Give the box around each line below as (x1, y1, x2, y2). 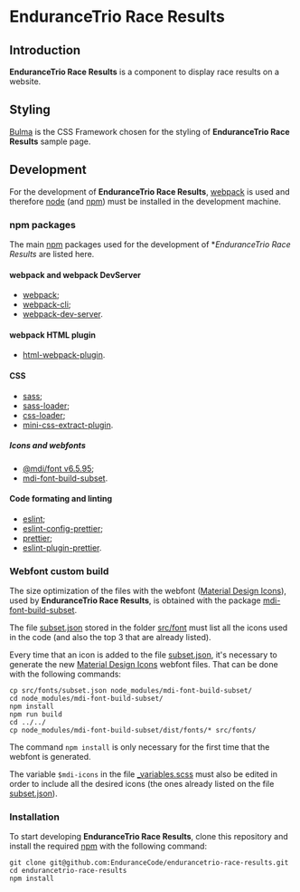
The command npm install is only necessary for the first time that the (9, 742, 270, 753)
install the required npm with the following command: (9, 840, 208, 852)
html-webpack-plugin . (22, 350, 106, 360)
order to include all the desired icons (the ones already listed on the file (9, 779, 275, 789)
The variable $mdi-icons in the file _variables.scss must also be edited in (9, 769, 278, 780)
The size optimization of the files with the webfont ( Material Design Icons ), (9, 586, 287, 596)
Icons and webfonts (9, 440, 86, 451)
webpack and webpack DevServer (9, 269, 142, 280)
